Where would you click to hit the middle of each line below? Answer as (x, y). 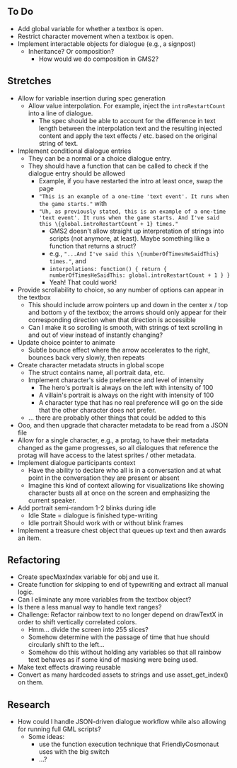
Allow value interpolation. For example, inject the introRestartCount (127, 105)
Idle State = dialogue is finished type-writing (93, 515)
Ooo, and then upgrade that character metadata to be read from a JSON (123, 425)
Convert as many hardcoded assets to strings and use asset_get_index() (123, 675)
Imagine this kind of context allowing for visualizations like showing (126, 485)
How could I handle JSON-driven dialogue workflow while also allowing (122, 722)
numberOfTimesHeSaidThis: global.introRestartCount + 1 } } (140, 275)
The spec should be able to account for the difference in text (127, 120)
